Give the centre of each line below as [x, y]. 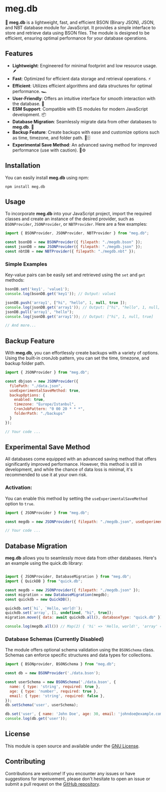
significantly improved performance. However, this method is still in [74, 464]
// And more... [21, 325]
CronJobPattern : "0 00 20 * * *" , [49, 409]
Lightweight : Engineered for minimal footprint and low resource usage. [84, 65]
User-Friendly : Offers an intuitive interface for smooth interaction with [84, 98]
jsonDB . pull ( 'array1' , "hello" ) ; [40, 312]
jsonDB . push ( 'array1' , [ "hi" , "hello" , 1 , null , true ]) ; [66, 302]
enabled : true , [30, 400]
